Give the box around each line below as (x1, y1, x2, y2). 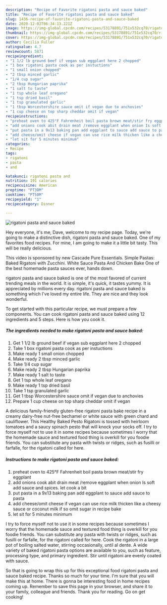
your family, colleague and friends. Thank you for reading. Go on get (5, 589, 146, 595)
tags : (5, 151, 17, 156)
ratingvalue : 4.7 (5, 44, 42, 49)
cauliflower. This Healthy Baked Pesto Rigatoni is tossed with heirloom (5, 419, 149, 425)
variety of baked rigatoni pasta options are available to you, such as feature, (5, 547, 161, 553)
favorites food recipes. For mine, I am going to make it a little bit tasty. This (5, 240, 158, 245)
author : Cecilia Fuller (5, 40, 55, 45)
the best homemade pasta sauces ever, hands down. (5, 265, 113, 271)
